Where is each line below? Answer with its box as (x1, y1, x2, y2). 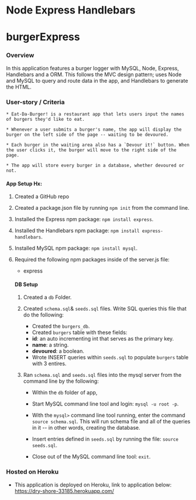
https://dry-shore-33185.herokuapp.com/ (14, 487, 114, 494)
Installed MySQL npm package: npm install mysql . (14, 244, 137, 252)
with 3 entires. (32, 360, 67, 367)
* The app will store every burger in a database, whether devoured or (6, 162, 184, 168)
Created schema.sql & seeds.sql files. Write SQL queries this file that (23, 305, 187, 312)
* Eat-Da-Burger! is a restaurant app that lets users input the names (6, 111, 184, 117)
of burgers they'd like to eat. (6, 116, 85, 122)
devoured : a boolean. (32, 348, 85, 355)
